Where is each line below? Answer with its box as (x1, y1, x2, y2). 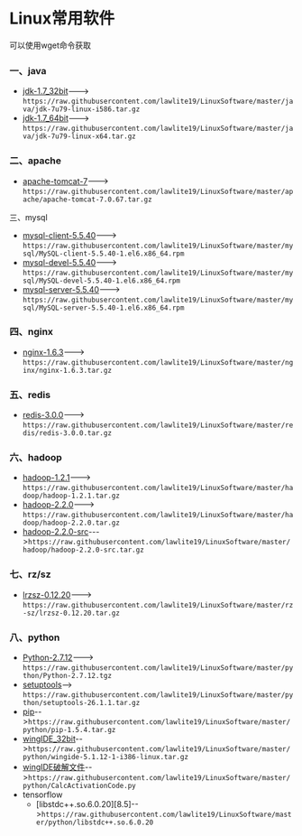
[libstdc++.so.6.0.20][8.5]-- (35, 799, 139, 810)
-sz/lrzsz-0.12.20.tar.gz (22, 608, 120, 618)
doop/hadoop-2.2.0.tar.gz (22, 518, 120, 528)
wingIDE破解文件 (22, 762, 86, 773)
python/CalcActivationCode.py (22, 782, 137, 791)
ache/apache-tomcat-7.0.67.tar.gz (22, 195, 152, 204)
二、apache (9, 154, 61, 167)
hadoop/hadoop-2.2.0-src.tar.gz (22, 545, 144, 555)
